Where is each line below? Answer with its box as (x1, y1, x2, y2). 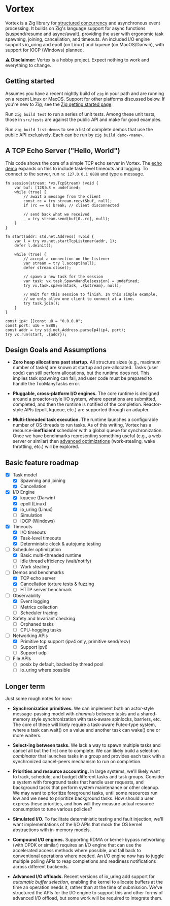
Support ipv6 (20, 644, 48, 650)
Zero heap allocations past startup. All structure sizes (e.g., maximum (12, 359, 161, 365)
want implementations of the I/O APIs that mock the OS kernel (12, 822, 143, 828)
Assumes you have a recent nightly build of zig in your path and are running (5, 90, 164, 97)
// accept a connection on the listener (23, 256, 110, 261)
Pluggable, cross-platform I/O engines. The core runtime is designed (12, 390, 159, 397)
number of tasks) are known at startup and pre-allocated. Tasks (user (12, 365, 158, 371)
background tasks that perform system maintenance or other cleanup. (12, 784, 160, 791)
